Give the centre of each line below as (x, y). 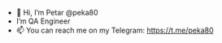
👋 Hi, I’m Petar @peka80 (57, 13)
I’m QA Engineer (43, 21)
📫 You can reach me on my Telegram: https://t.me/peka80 (115, 30)
